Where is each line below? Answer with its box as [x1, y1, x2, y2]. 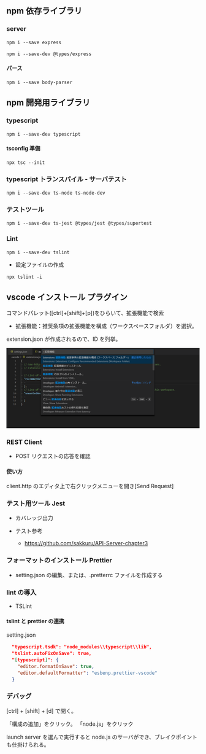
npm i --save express [6, 39, 62, 45]
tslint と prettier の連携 [6, 617, 64, 624]
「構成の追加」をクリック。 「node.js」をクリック [6, 720, 134, 728]
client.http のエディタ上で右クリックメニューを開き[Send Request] [6, 483, 174, 490]
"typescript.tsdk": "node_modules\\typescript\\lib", [12, 644, 152, 650]
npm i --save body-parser [6, 79, 72, 85]
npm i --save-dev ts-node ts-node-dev [6, 190, 105, 196]
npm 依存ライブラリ [6, 6, 83, 17]
